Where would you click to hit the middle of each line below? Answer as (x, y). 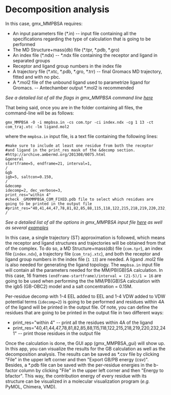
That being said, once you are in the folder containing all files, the (74, 107)
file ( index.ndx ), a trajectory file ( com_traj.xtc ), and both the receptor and (83, 253)
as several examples (27, 227)
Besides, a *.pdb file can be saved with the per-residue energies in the (79, 365)
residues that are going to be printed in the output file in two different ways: (84, 312)
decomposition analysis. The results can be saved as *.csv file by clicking (82, 354)
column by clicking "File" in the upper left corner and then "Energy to (91, 370)
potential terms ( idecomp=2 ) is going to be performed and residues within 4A (85, 301)
